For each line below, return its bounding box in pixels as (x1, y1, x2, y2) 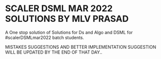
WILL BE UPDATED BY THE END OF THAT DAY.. (5, 49, 103, 55)
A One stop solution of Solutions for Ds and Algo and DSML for (5, 29, 133, 35)
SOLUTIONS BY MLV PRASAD (5, 13, 129, 24)
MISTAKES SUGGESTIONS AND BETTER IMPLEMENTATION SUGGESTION (5, 44, 157, 50)
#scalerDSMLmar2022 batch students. (5, 35, 84, 40)
